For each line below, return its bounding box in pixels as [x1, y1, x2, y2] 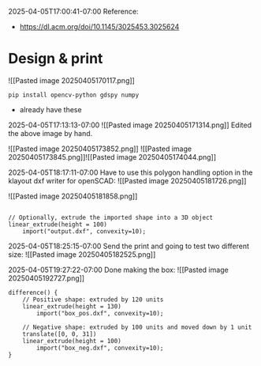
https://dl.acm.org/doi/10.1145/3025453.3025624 [19, 22, 180, 31]
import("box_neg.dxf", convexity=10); [36, 344, 164, 352]
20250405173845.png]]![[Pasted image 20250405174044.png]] [8, 152, 217, 161]
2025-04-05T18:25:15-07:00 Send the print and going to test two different [8, 241, 250, 251]
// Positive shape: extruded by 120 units [22, 296, 164, 304]
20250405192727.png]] [8, 273, 85, 283]
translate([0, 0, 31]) [22, 330, 97, 338]
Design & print [8, 50, 103, 68]
